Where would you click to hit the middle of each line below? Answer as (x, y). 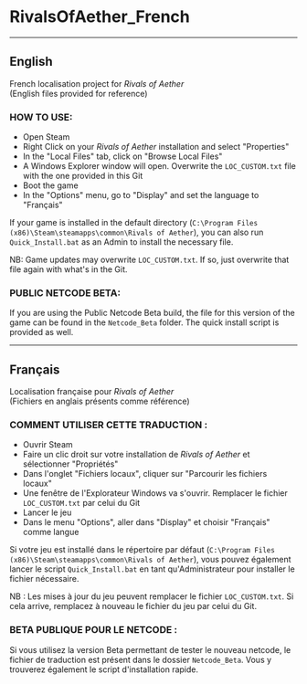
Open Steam (46, 137)
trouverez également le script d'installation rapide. (104, 669)
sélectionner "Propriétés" (70, 464)
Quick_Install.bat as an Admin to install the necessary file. (122, 242)
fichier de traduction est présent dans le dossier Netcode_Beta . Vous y (141, 659)
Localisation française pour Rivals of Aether (92, 392)
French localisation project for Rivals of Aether (97, 83)
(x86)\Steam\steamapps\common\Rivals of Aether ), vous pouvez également (150, 560)
